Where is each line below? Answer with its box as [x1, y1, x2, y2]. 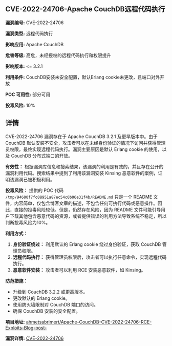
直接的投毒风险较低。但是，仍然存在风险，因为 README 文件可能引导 [14, 206, 161, 213]
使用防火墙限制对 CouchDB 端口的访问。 [12, 301, 99, 307]
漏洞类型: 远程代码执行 [5, 30, 53, 36]
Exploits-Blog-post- [5, 324, 47, 331]
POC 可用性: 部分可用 [5, 91, 51, 98]
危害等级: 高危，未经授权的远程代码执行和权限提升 [5, 52, 112, 58]
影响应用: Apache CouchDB [5, 41, 64, 47]
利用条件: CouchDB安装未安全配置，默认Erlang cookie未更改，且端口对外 [5, 74, 160, 80]
